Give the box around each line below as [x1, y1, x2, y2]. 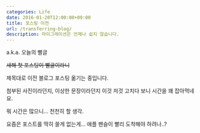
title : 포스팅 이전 [6, 20, 49, 26]
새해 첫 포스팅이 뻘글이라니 [6, 62, 70, 69]
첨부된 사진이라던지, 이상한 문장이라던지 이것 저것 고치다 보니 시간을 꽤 [6, 87, 173, 94]
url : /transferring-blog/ [6, 25, 72, 32]
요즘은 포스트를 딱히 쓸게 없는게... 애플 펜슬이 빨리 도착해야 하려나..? [6, 120, 167, 128]
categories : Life [6, 8, 50, 15]
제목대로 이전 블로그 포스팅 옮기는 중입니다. [6, 74, 109, 82]
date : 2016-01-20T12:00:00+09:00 [6, 15, 91, 21]
